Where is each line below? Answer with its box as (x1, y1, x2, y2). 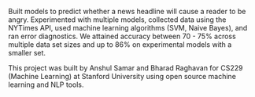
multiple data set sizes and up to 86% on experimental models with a (8, 40, 232, 49)
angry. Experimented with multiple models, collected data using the (8, 15, 227, 24)
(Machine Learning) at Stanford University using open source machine (8, 72, 236, 81)
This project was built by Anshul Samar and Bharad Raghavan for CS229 (8, 63, 243, 73)
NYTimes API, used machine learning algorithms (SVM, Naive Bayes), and (8, 23, 248, 32)
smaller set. (8, 48, 46, 57)
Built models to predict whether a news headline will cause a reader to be (8, 7, 246, 16)
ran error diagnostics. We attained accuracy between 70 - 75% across (8, 31, 236, 41)
